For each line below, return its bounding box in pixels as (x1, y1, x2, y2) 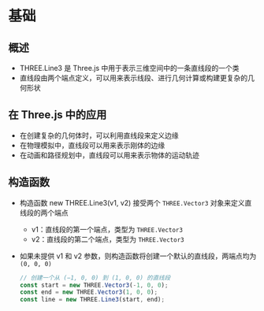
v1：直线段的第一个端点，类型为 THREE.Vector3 (31, 224, 184, 234)
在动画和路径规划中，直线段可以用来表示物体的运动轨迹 (19, 150, 199, 160)
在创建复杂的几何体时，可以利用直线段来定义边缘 (19, 131, 179, 140)
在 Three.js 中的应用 (8, 108, 107, 122)
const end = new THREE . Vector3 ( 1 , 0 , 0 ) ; (19, 288, 158, 296)
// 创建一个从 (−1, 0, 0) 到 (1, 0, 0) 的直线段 (19, 273, 171, 282)
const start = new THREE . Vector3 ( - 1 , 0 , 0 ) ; (19, 281, 169, 289)
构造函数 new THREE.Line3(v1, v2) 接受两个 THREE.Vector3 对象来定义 (19, 198, 246, 207)
